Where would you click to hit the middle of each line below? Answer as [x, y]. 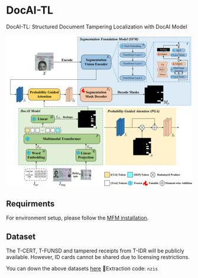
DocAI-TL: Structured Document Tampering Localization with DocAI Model [97, 27]
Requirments [30, 204]
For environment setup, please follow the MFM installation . [77, 218]
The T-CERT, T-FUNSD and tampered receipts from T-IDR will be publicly [95, 251]
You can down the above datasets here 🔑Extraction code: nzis [82, 269]
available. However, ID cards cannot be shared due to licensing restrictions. [98, 257]
